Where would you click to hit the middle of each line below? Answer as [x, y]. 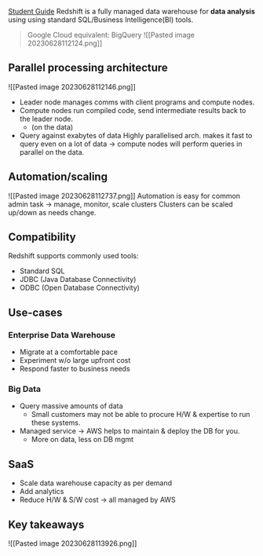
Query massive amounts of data [71, 406]
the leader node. [46, 119]
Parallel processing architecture [88, 68]
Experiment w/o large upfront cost [75, 360]
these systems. [56, 422]
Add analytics [42, 492]
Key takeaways [46, 524]
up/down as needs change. [52, 212]
